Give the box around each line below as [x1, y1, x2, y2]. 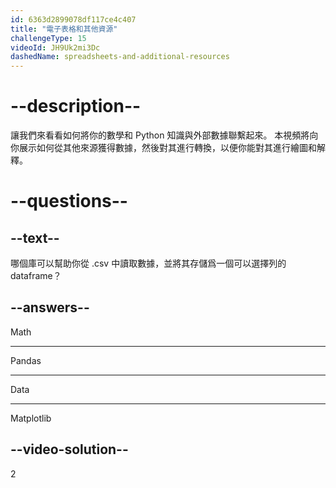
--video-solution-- [10, 441, 129, 458]
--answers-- [10, 299, 90, 316]
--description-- [10, 95, 142, 118]
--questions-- [10, 190, 128, 213]
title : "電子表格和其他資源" [10, 24, 118, 34]
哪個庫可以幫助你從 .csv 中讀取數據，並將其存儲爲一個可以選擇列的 [10, 257, 287, 270]
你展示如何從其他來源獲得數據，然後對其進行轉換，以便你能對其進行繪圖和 [10, 142, 317, 154]
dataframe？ [10, 270, 62, 282]
